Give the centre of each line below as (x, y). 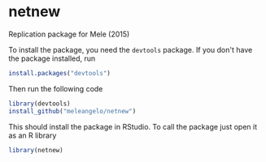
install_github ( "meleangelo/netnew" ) (72, 111)
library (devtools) (39, 104)
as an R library (33, 135)
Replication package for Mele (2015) (69, 34)
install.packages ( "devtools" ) (60, 73)
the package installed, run (52, 58)
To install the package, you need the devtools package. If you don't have (131, 49)
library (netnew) (36, 150)
